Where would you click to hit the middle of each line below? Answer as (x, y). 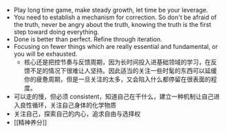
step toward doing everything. (56, 32)
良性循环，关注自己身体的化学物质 (68, 105)
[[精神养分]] (30, 122)
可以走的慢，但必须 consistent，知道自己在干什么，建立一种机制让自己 (114, 96)
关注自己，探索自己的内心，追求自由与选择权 (77, 114)
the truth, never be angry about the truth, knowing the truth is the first (112, 24)
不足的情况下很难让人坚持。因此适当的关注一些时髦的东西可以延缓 (123, 71)
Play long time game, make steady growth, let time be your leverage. (111, 10)
